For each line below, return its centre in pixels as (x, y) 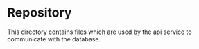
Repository (40, 13)
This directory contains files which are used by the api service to (99, 32)
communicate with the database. (54, 39)
